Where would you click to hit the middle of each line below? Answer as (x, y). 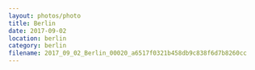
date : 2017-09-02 (38, 31)
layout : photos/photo (45, 16)
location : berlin (38, 38)
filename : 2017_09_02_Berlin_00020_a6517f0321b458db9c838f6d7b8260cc (128, 53)
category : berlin (38, 46)
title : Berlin (32, 23)
